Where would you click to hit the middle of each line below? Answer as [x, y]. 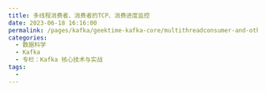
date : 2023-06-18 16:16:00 [53, 23]
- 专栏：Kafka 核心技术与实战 [59, 60]
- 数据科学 [31, 45]
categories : [28, 38]
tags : [17, 67]
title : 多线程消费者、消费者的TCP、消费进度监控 [79, 15]
